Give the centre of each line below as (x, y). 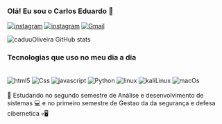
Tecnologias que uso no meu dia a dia (72, 57)
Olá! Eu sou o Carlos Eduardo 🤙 (60, 11)
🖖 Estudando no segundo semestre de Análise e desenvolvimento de (105, 96)
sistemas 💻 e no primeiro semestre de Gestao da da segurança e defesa (111, 103)
